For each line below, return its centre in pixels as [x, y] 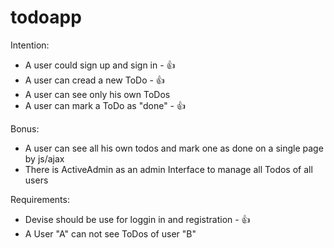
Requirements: [40, 199]
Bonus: [25, 128]
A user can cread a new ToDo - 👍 [94, 80]
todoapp [46, 17]
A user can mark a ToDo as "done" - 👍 [105, 105]
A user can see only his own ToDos [97, 94]
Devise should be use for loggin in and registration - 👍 [137, 219]
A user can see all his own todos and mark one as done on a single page [174, 148]
